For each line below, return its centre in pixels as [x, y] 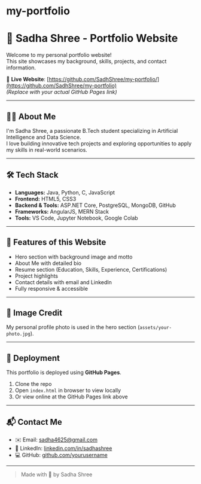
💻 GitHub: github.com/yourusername [61, 455]
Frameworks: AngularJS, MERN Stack [62, 211]
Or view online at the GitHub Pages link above [71, 397]
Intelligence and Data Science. [44, 137]
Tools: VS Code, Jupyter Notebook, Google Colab [77, 218]
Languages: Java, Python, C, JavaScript [65, 192]
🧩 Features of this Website [56, 243]
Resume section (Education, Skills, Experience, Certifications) [91, 269]
